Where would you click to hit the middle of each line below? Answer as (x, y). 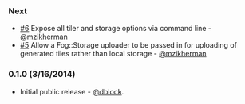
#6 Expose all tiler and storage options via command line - (115, 29)
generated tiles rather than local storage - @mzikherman (113, 54)
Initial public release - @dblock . (72, 91)
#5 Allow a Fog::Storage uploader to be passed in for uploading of (128, 45)
